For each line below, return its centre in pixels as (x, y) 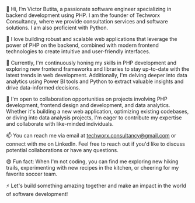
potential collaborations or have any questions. (62, 150)
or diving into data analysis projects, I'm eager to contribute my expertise (94, 118)
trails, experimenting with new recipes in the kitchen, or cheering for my (93, 168)
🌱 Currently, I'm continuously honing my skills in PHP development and (91, 63)
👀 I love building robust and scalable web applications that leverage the (92, 39)
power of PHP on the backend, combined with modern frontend (83, 45)
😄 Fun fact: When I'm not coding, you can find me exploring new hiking (92, 161)
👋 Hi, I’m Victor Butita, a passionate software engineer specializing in (89, 9)
